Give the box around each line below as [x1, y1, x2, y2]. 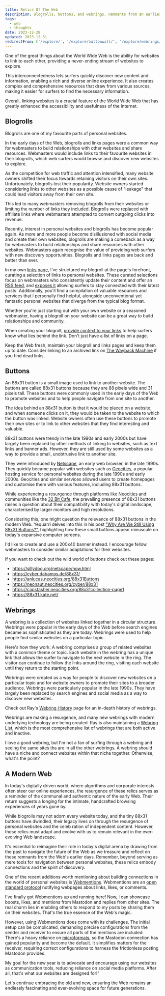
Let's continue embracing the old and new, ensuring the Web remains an [5, 980, 152, 986]
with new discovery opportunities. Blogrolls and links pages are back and [5, 252, 153, 258]
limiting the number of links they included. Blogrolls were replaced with [5, 206, 149, 212]
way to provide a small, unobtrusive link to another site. [5, 451, 117, 457]
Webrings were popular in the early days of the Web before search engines [5, 625, 157, 630]
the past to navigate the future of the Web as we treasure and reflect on [5, 849, 150, 854]
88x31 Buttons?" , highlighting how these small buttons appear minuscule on [5, 527, 159, 533]
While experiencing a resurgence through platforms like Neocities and [5, 491, 147, 497]
